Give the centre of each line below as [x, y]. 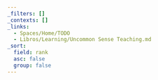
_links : [19, 26]
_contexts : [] [28, 20]
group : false [33, 65]
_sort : [17, 46]
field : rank [31, 53]
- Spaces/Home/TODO [42, 33]
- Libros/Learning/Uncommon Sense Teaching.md [82, 40]
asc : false [29, 59]
